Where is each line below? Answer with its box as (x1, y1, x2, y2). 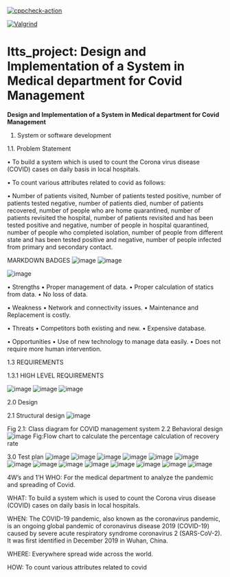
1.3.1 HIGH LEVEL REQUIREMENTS (7, 371, 104, 380)
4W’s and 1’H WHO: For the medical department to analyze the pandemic (7, 473, 214, 481)
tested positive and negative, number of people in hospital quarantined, (7, 221, 209, 229)
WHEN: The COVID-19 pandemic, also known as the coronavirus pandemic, (7, 514, 221, 523)
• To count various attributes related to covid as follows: (7, 178, 166, 186)
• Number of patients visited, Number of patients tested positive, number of (7, 191, 222, 199)
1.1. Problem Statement (7, 144, 71, 153)
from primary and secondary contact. (7, 243, 113, 251)
